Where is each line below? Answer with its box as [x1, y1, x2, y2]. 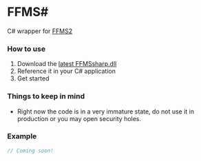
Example [7, 131, 37, 141]
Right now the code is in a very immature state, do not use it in [17, 107, 195, 116]
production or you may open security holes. [17, 114, 142, 122]
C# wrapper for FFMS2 [7, 27, 73, 35]
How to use [7, 44, 46, 54]
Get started [17, 74, 50, 83]
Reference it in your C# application [17, 67, 116, 76]
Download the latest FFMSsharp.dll [17, 60, 117, 68]
